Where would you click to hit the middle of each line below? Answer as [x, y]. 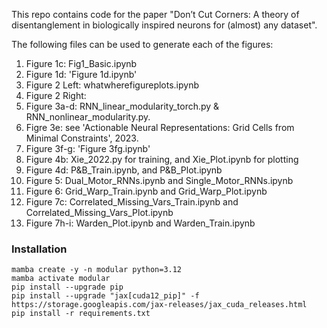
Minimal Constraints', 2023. [82, 138]
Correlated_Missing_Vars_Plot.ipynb [99, 212]
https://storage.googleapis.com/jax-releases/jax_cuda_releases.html [159, 305]
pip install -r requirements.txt [81, 314]
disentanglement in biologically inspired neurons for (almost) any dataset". [164, 25]
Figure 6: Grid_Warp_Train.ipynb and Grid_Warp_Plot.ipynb [146, 191]
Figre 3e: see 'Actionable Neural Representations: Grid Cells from [160, 127]
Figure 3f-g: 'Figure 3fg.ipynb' [88, 148]
